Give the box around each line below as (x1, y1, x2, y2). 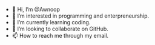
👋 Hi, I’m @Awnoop (12, 6, 61, 13)
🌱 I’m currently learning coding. (12, 19, 91, 26)
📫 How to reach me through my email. (12, 32, 109, 39)
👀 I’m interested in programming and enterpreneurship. (12, 12, 150, 19)
